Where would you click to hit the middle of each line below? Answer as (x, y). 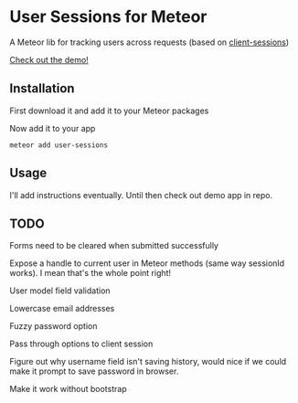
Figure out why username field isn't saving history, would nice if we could (148, 362)
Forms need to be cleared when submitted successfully (114, 246)
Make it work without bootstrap (68, 389)
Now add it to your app (53, 128)
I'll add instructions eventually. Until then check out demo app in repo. (141, 195)
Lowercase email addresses (62, 309)
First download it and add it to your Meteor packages (109, 111)
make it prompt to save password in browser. (94, 371)
